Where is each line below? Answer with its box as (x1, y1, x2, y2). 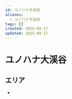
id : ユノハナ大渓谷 (5, 7, 40, 13)
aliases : (5, 12, 23, 17)
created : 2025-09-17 (5, 26, 48, 31)
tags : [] (5, 21, 23, 27)
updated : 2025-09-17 (5, 31, 48, 36)
